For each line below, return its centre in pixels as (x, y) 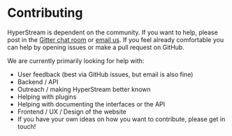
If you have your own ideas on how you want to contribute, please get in (121, 119)
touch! (27, 126)
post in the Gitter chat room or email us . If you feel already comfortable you (116, 39)
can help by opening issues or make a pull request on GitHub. (96, 47)
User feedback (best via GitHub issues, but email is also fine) (105, 74)
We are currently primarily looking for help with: (76, 60)
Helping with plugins (47, 97)
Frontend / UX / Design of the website (72, 111)
